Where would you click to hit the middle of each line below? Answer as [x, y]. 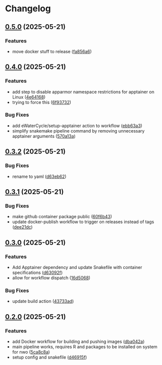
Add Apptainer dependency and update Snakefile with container [77, 267]
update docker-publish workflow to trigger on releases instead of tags [83, 222]
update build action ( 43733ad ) [43, 301]
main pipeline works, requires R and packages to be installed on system [85, 347]
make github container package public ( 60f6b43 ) [62, 217]
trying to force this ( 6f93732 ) [41, 102]
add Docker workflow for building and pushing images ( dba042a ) [78, 341]
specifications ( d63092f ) [37, 272]
